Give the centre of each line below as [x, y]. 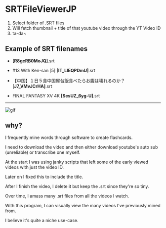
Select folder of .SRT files [38, 23]
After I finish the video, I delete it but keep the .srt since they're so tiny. [77, 186]
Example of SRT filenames [46, 49]
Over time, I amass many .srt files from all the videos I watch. [67, 196]
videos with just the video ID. [35, 167]
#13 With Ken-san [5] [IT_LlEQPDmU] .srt [54, 70]
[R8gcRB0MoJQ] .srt [33, 61]
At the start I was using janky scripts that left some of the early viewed [77, 162]
